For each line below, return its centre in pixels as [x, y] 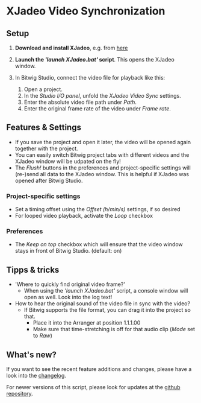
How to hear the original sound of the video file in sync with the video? [103, 303]
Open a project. [43, 89]
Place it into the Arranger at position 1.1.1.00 [87, 323]
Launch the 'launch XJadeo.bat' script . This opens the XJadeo [94, 59]
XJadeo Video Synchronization [86, 11]
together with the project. [46, 148]
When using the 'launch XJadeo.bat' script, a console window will [106, 291]
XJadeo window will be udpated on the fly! [68, 161]
